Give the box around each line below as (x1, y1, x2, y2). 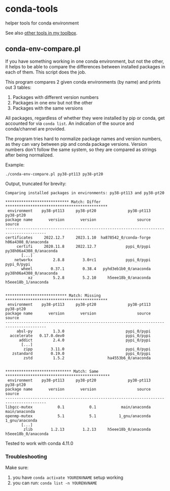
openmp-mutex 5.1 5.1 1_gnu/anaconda (5, 414, 151, 419)
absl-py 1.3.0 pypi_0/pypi (16, 328, 151, 334)
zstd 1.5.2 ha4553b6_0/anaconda (23, 355, 151, 360)
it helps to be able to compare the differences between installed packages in (5, 63, 165, 69)
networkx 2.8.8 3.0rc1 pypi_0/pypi (14, 257, 151, 263)
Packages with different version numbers (12, 94, 99, 100)
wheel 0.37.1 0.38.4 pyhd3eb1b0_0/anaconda (21, 266, 151, 271)
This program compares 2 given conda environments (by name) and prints (5, 79, 161, 85)
